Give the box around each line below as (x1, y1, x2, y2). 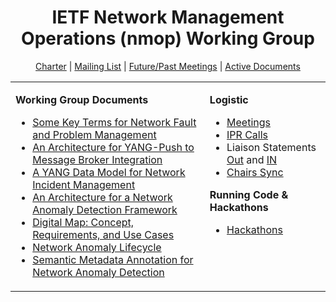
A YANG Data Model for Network (32, 165, 186, 179)
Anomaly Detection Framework (32, 202, 178, 216)
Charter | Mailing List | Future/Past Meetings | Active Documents (35, 60, 301, 72)
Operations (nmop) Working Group (21, 27, 315, 50)
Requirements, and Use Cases (32, 227, 175, 241)
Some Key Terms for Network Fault (32, 115, 197, 129)
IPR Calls (226, 127, 269, 141)
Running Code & (209, 187, 289, 201)
